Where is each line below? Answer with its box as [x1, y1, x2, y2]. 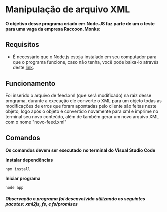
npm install [5, 167, 30, 172]
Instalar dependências [5, 157, 53, 163]
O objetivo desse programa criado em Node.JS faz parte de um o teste [5, 20, 155, 26]
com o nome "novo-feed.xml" [5, 119, 67, 125]
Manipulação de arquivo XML [5, 4, 130, 15]
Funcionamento [5, 79, 56, 88]
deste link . [12, 64, 34, 70]
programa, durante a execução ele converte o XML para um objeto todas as [5, 98, 162, 104]
